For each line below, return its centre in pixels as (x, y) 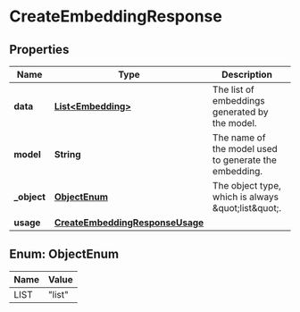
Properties (39, 50)
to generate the (245, 160)
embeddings (239, 101)
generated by (241, 112)
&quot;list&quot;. (247, 208)
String (67, 154)
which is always (246, 197)
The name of (239, 138)
